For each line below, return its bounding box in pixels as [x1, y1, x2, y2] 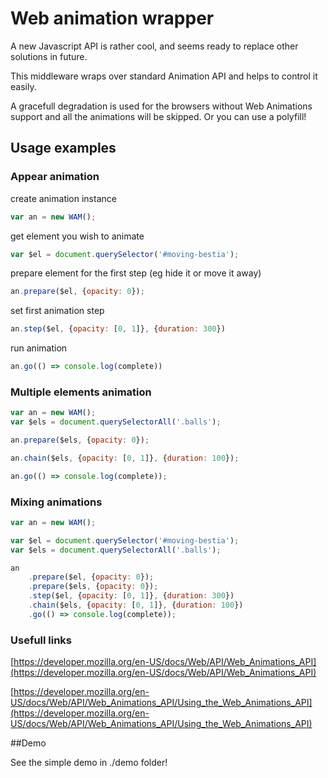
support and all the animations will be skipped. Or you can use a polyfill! [10, 110, 307, 122]
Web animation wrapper [10, 7, 215, 30]
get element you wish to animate [10, 230, 145, 242]
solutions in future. [10, 50, 88, 62]
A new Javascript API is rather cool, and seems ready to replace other [10, 40, 299, 52]
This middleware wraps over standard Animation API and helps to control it [10, 70, 318, 82]
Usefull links [10, 633, 73, 647]
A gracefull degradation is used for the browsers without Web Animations [10, 100, 313, 112]
